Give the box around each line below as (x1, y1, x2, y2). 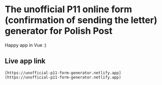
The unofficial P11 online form (5, 4, 132, 15)
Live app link (5, 57, 46, 66)
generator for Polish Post (5, 25, 113, 37)
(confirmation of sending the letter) (5, 14, 157, 26)
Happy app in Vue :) (5, 42, 47, 48)
